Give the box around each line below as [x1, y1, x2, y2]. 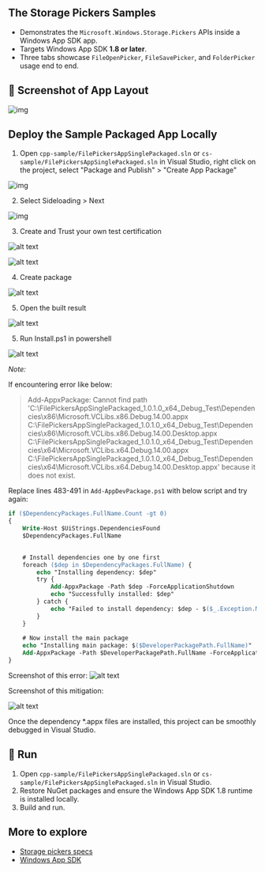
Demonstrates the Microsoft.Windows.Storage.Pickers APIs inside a [19, 27, 241, 36]
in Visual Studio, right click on [159, 157, 256, 167]
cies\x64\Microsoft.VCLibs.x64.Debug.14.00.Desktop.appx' [27, 462, 220, 472]
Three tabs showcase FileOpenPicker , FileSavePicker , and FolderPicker [19, 52, 256, 62]
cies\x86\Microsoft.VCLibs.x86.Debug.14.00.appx [27, 412, 189, 421]
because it [221, 462, 256, 472]
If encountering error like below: [8, 379, 113, 390]
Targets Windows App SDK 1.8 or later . [19, 43, 147, 54]
